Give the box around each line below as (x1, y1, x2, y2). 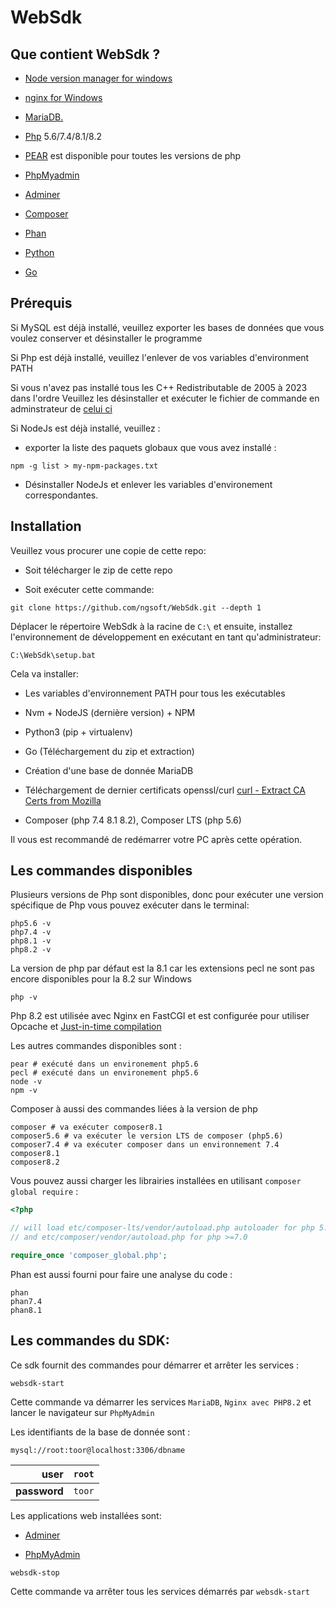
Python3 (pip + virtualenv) (24, 726, 133, 738)
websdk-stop (10, 1567, 60, 1578)
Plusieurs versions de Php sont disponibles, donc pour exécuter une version (10, 889, 324, 901)
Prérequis (10, 295, 73, 312)
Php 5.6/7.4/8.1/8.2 (24, 131, 102, 142)
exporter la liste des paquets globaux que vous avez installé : (24, 441, 277, 453)
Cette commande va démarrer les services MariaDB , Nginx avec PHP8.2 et (10, 1396, 312, 1408)
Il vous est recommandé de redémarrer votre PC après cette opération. (10, 833, 303, 845)
